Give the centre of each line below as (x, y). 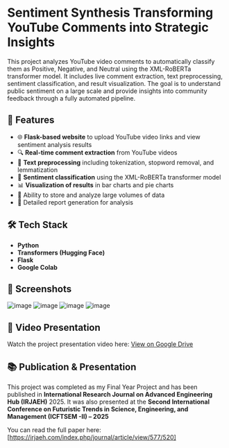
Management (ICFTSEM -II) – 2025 (58, 416)
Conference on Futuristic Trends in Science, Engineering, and (98, 409)
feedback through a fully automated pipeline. (71, 98)
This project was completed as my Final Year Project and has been (102, 387)
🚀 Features (31, 120)
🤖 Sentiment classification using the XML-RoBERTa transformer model (119, 177)
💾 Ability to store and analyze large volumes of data (91, 195)
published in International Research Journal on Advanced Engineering (110, 394)
